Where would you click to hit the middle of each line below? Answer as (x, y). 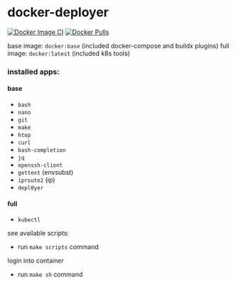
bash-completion (42, 151)
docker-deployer (58, 12)
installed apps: (33, 72)
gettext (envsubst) (45, 173)
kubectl (29, 220)
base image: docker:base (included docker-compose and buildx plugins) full (118, 45)
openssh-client (40, 165)
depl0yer (31, 188)
